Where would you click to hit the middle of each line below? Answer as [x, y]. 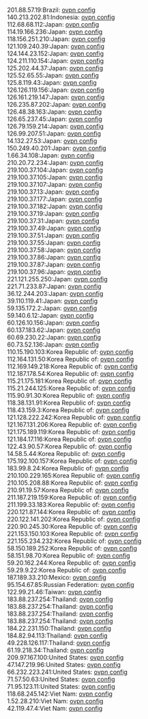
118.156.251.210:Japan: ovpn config [56, 39]
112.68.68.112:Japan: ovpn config [53, 24]
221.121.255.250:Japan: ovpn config [57, 279]
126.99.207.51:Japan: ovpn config [54, 134]
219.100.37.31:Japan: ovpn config [54, 221]
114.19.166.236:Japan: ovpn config [55, 31]
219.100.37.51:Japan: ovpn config [53, 235]
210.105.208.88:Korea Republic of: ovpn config [73, 483]
